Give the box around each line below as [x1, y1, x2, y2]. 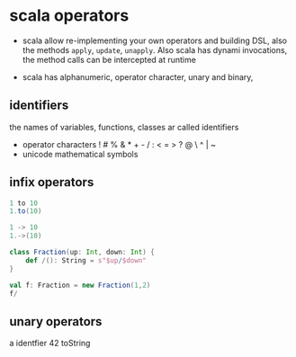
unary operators [9, 314, 103, 329]
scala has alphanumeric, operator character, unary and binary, [22, 71, 254, 82]
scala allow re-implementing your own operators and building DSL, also [22, 35, 288, 46]
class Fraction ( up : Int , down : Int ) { [9, 248, 155, 257]
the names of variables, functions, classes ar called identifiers [9, 121, 239, 132]
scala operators [9, 5, 130, 26]
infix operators [9, 174, 94, 190]
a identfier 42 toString [9, 338, 91, 349]
